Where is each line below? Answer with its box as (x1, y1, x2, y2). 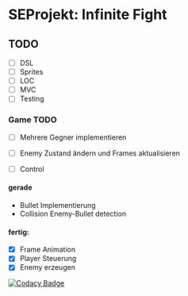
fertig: (8, 227, 30, 236)
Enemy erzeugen (19, 263, 75, 272)
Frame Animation (19, 244, 76, 255)
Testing (19, 94, 45, 104)
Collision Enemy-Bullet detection (19, 209, 127, 218)
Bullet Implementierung (19, 201, 97, 210)
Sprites (19, 67, 44, 77)
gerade (8, 183, 33, 192)
